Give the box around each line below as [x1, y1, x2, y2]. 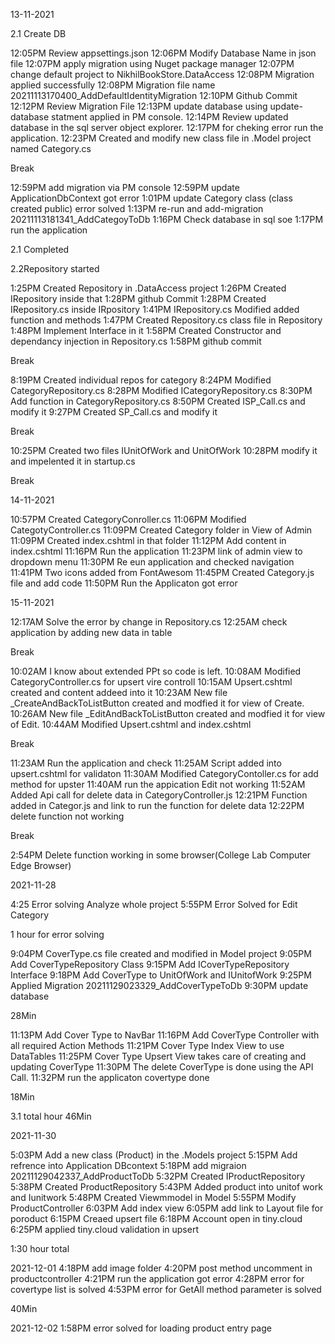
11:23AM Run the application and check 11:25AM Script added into [10, 757, 282, 769]
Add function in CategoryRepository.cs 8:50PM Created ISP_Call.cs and [10, 395, 306, 407]
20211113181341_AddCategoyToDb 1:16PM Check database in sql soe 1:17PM [10, 214, 324, 225]
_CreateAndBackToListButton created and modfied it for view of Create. [10, 697, 305, 709]
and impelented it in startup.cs [10, 455, 136, 467]
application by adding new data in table [10, 627, 173, 638]
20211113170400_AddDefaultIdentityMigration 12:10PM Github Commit [10, 90, 298, 101]
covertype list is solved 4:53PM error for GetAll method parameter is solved [10, 1284, 322, 1295]
